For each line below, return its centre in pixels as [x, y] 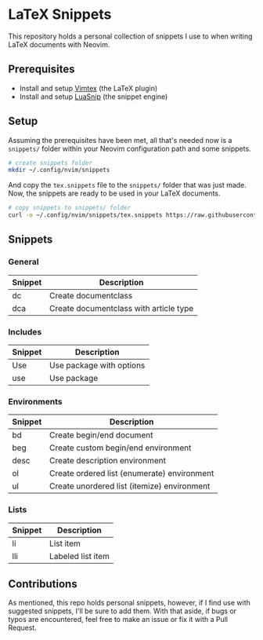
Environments [35, 401]
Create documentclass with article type [122, 308]
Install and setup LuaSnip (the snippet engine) [94, 97]
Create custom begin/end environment [121, 448]
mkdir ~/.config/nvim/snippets [59, 170]
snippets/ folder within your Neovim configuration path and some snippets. [130, 148]
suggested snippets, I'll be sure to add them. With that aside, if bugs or [122, 611]
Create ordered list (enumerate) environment [132, 474]
